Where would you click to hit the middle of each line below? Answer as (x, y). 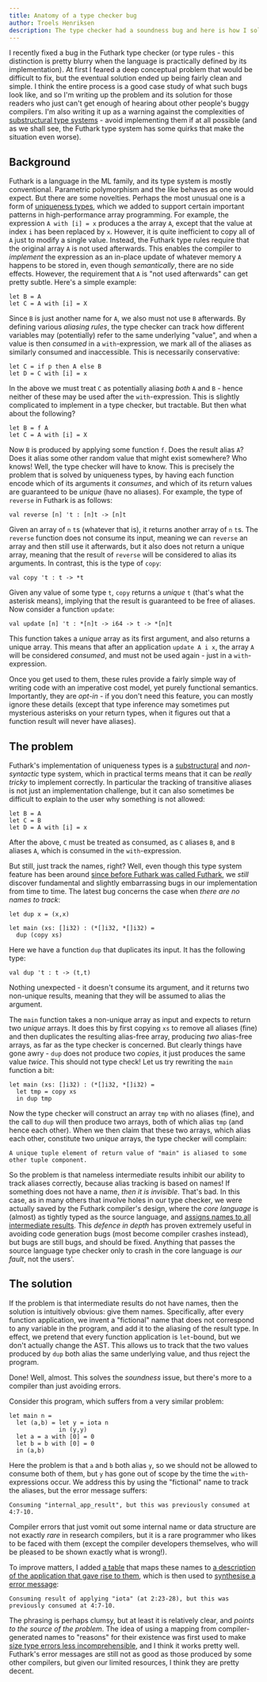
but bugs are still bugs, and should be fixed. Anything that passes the (122, 1242)
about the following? (42, 414)
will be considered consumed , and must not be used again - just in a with (129, 656)
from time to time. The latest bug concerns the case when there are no (124, 891)
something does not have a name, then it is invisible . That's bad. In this (125, 1192)
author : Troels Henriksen (51, 23)
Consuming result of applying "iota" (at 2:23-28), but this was (119, 1599)
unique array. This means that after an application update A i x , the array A (132, 647)
